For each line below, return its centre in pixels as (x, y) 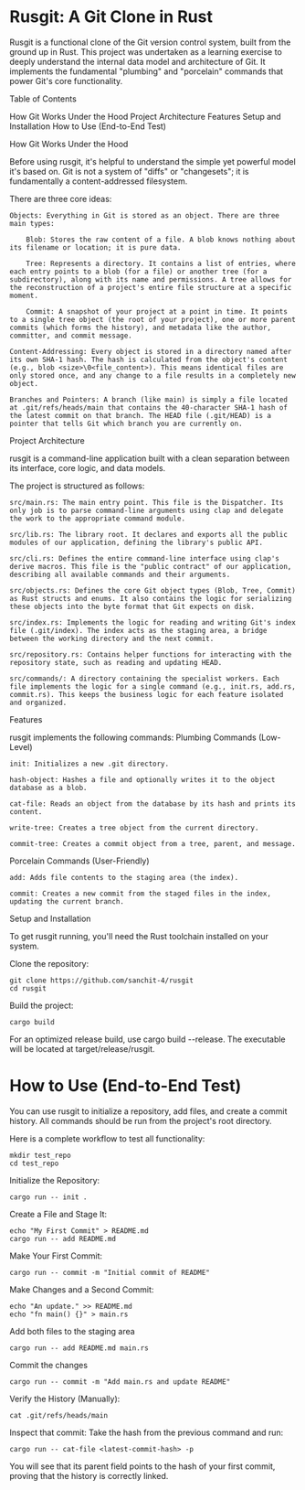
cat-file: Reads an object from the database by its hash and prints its (153, 804)
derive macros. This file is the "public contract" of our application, (151, 566)
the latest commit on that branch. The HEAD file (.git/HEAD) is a (141, 415)
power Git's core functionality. (66, 80)
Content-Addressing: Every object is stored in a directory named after (151, 351)
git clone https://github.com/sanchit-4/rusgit (102, 981)
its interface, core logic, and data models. (88, 467)
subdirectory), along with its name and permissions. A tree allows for (151, 279)
